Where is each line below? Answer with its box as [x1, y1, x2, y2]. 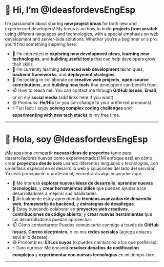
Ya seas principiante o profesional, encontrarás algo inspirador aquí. [5, 170, 143, 176]
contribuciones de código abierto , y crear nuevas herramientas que [12, 211, 153, 217]
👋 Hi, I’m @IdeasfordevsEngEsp [5, 4, 136, 16]
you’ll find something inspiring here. [5, 41, 77, 47]
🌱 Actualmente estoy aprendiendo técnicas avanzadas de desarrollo [12, 195, 152, 202]
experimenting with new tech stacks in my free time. [12, 112, 121, 118]
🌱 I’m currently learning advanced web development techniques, [12, 66, 144, 72]
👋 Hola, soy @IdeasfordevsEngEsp [5, 134, 148, 145]
